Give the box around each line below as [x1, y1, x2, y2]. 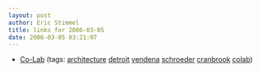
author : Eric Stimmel [8, 19, 80, 27]
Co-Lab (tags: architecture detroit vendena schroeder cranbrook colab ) [19, 55, 254, 64]
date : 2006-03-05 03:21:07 [8, 33, 97, 41]
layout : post [8, 11, 52, 20]
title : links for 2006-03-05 [8, 26, 105, 34]
